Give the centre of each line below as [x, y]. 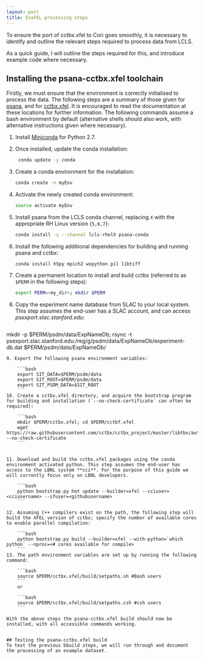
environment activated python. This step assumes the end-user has [93, 464]
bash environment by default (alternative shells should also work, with [94, 119]
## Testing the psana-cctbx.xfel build [57, 640]
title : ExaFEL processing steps [47, 18]
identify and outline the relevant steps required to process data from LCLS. [100, 41]
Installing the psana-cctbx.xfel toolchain [85, 79]
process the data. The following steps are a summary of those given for [96, 100]
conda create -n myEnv [44, 183]
